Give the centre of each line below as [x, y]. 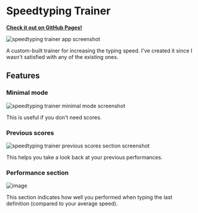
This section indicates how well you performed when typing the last [89, 197]
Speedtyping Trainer [58, 11]
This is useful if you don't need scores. [54, 117]
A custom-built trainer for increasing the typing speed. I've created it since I [99, 50]
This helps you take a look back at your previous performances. [84, 157]
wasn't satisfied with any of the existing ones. [62, 57]
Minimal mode [27, 92]
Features [23, 76]
